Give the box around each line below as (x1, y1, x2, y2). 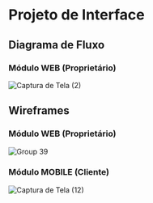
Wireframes (8, 104, 70, 118)
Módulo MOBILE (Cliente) (8, 167, 110, 178)
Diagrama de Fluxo (8, 38, 105, 52)
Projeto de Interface (8, 6, 145, 24)
